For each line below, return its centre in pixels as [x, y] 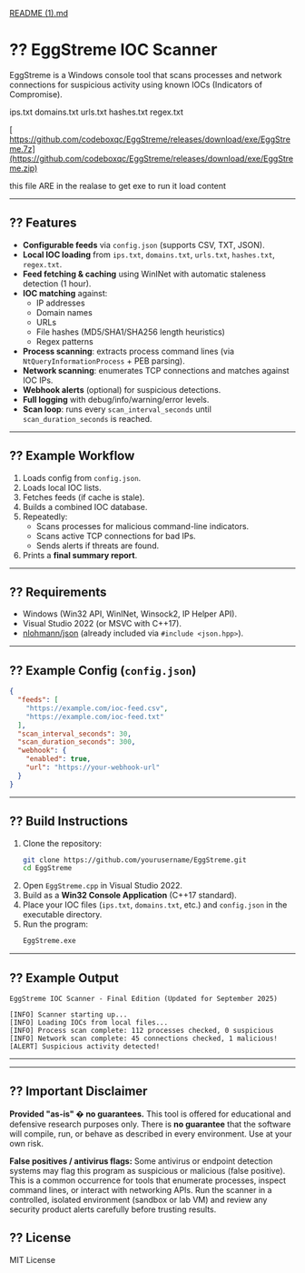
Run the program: [55, 924]
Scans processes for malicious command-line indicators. [143, 526]
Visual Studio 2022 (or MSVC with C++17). [102, 624]
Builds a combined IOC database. [85, 506]
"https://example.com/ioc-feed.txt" [95, 717]
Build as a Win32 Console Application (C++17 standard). [130, 896]
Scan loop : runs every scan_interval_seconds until [117, 409]
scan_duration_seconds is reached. [87, 418]
